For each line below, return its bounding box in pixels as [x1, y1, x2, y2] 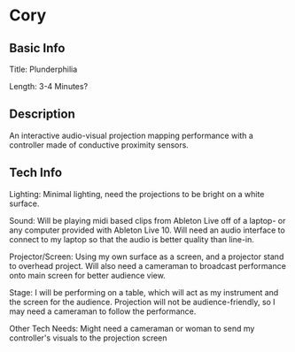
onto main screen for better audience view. [9, 270, 166, 280]
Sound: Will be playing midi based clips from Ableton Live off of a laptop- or [9, 215, 286, 226]
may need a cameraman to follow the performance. [9, 306, 197, 317]
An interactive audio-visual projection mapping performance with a [9, 130, 254, 141]
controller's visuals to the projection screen [9, 333, 167, 343]
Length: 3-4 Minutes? [9, 81, 89, 91]
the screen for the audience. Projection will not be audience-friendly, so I [9, 296, 276, 307]
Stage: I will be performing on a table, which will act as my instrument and [9, 287, 279, 297]
